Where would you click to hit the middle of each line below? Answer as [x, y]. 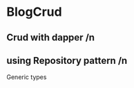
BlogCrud [35, 12]
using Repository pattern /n [67, 60]
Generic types [27, 77]
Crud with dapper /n [50, 37]
